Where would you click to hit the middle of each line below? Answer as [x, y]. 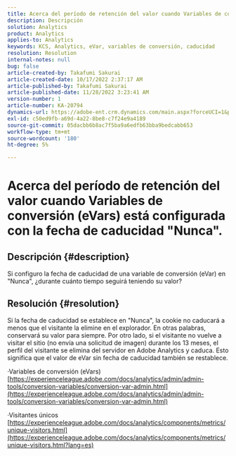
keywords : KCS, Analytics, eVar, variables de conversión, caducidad [111, 47]
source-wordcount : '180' [44, 138]
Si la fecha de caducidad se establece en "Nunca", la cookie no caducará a [116, 320]
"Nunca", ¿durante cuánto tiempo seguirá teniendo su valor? [95, 281]
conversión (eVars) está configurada [117, 216]
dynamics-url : [28, 112]
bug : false [23, 66]
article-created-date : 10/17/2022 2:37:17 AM [75, 79]
